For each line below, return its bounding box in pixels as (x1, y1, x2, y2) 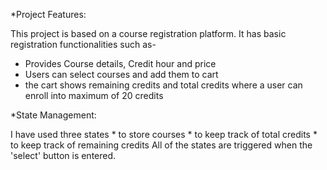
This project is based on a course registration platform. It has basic (10, 28, 287, 39)
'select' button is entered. (10, 150, 117, 161)
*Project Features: (10, 9, 87, 20)
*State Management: (10, 109, 97, 121)
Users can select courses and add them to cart (24, 69, 219, 80)
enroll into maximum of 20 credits (24, 90, 164, 101)
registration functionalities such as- (10, 39, 157, 50)
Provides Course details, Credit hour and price (24, 58, 217, 69)
